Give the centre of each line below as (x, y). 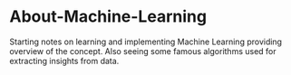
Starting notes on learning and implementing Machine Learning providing (146, 42)
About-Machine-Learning (108, 17)
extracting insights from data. (64, 61)
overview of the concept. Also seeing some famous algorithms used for (143, 51)
